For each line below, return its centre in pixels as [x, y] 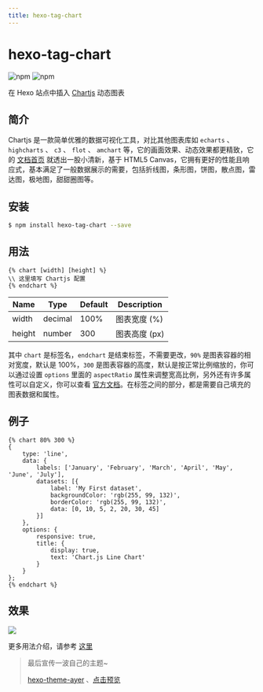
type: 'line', [45, 453]
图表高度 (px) [140, 334]
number [57, 333]
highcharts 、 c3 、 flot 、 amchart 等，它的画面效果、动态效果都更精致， [128, 150]
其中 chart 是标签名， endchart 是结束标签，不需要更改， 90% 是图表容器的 [126, 354]
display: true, [75, 550]
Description [140, 304]
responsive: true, [66, 536]
